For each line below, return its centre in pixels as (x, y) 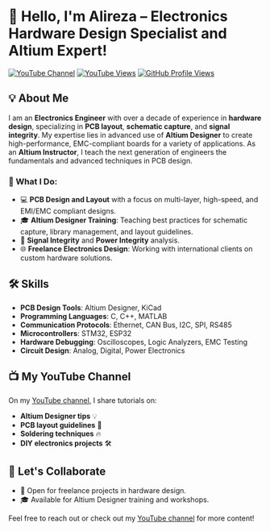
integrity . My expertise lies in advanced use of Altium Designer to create (131, 135)
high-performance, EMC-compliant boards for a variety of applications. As (132, 143)
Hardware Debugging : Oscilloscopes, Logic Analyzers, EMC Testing (134, 342)
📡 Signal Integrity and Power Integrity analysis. (100, 240)
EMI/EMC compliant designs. (68, 211)
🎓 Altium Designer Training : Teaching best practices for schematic (134, 220)
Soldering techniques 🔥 (60, 434)
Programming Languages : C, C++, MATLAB (93, 316)
